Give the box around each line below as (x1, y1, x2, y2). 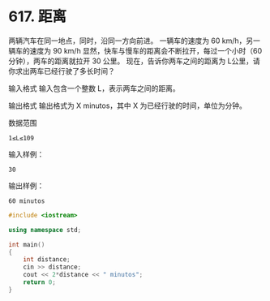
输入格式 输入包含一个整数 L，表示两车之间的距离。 (8, 83, 180, 93)
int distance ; (23, 256, 71, 264)
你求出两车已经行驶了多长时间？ (8, 66, 115, 75)
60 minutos (8, 196, 45, 205)
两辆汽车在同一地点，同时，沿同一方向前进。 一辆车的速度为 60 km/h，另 (8, 36, 254, 45)
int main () (8, 240, 45, 248)
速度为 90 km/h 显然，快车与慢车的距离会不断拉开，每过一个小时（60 (29, 45, 263, 55)
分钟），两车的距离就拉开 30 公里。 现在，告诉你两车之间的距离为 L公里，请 (8, 56, 261, 66)
